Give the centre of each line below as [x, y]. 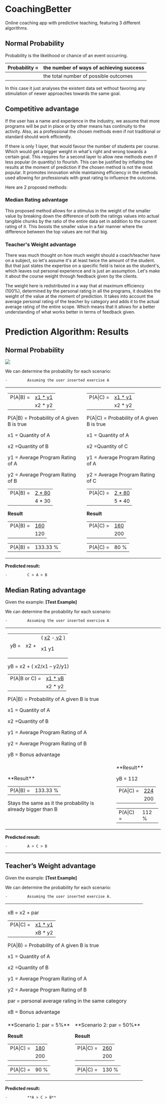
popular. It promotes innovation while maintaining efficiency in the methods [82, 172]
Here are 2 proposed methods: [36, 187]
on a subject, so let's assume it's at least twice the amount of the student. [80, 261]
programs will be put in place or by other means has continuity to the [75, 126]
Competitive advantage [42, 109]
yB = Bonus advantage [34, 754]
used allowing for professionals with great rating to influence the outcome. [81, 177]
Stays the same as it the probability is [51, 803]
